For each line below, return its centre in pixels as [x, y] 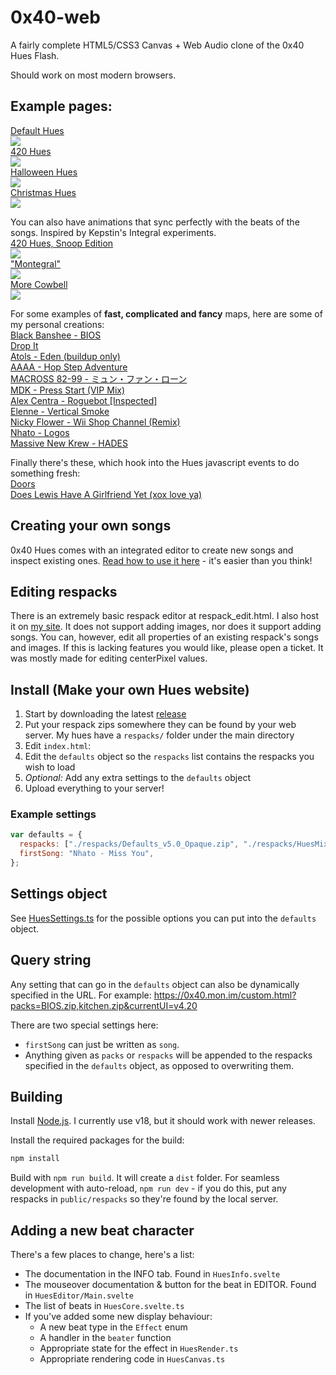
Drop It [24, 345]
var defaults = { [46, 835]
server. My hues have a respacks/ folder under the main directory [159, 735]
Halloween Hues [44, 172]
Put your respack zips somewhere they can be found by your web [160, 725]
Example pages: [61, 106]
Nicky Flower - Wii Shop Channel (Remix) [95, 422]
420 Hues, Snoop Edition [62, 243]
